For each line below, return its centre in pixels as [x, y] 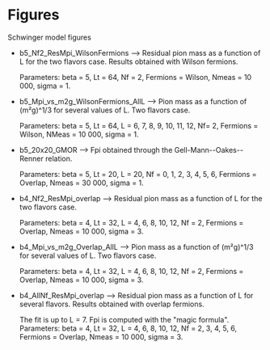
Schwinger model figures [50, 37]
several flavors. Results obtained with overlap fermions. [112, 304]
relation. [59, 158]
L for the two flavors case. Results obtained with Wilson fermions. [129, 61]
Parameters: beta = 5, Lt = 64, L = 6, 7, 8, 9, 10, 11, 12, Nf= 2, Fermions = [139, 125]
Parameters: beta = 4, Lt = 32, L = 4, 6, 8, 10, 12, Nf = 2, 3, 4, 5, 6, [128, 328]
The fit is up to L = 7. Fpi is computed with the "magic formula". [124, 319]
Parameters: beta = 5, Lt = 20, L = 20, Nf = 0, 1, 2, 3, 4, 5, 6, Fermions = [138, 174]
